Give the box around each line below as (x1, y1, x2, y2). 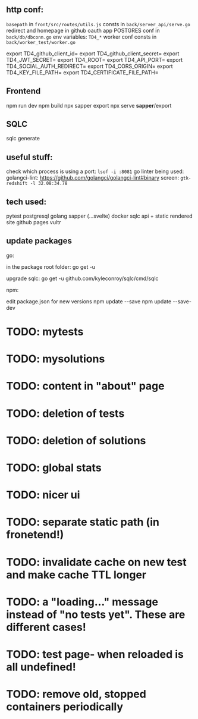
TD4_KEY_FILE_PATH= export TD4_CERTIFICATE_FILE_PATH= (6, 68, 159, 76)
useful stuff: (6, 152, 53, 162)
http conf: (6, 5, 44, 15)
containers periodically (6, 700, 124, 714)
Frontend (6, 86, 41, 96)
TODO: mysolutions (6, 352, 105, 366)
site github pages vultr (6, 219, 61, 226)
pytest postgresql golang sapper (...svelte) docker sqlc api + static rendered (6, 212, 193, 219)
